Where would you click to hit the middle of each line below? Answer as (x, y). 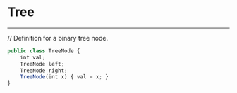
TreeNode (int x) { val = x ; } (65, 77)
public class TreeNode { (44, 51)
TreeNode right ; (44, 71)
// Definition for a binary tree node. (57, 38)
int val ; (33, 57)
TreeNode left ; (42, 64)
